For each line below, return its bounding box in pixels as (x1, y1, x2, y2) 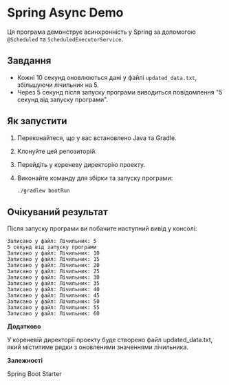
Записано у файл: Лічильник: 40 (7, 286, 100, 293)
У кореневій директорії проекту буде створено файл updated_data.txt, (7, 336, 213, 344)
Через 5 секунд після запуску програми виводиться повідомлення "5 (17, 88, 223, 96)
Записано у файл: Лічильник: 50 (7, 298, 100, 305)
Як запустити (7, 115, 67, 127)
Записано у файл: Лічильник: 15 (7, 256, 100, 263)
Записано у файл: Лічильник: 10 (7, 250, 100, 257)
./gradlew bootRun (17, 187, 70, 194)
